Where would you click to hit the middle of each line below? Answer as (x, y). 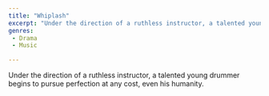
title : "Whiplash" (39, 16)
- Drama (24, 38)
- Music (24, 46)
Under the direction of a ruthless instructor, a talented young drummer (124, 75)
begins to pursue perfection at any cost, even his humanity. (106, 84)
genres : (21, 30)
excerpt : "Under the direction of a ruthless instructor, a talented (127, 23)
